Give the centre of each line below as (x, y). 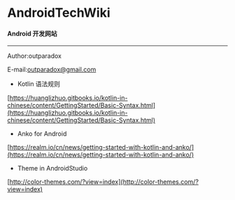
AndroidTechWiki (59, 13)
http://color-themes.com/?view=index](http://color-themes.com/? (104, 182)
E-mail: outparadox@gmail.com (52, 70)
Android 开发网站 (32, 34)
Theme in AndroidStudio (52, 169)
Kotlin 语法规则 (39, 84)
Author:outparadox (34, 56)
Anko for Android (42, 134)
